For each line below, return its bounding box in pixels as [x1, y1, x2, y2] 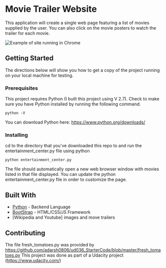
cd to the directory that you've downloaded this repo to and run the [5, 143, 142, 149]
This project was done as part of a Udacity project [21, 252, 124, 258]
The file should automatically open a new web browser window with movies [5, 166, 160, 172]
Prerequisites [5, 85, 38, 92]
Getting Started [5, 54, 54, 63]
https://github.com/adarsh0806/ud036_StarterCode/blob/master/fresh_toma [5, 247, 161, 253]
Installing [5, 132, 28, 138]
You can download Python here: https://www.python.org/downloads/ [5, 119, 146, 125]
